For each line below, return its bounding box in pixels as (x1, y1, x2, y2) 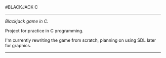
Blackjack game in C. (5, 18, 48, 24)
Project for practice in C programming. (5, 28, 83, 33)
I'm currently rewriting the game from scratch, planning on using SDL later (5, 37, 157, 43)
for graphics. (5, 43, 31, 48)
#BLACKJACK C (5, 4, 38, 10)
